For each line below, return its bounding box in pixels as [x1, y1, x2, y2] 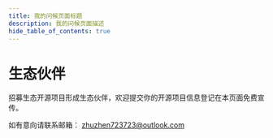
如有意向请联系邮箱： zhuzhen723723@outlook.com [8, 120, 185, 130]
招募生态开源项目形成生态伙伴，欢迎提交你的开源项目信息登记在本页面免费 [8, 93, 258, 102]
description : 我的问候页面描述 [8, 19, 105, 28]
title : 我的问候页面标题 [8, 11, 83, 20]
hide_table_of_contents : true [8, 27, 111, 35]
